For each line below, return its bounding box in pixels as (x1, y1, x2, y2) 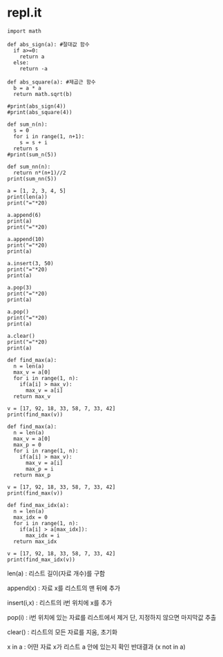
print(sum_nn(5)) (7, 175, 57, 182)
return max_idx (13, 537, 57, 545)
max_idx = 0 (13, 513, 48, 521)
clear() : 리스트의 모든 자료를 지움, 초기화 (7, 627, 118, 636)
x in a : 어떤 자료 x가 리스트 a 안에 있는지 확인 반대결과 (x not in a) (7, 642, 186, 651)
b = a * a (13, 84, 41, 91)
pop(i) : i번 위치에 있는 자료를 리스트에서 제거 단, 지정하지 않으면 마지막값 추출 (7, 613, 217, 621)
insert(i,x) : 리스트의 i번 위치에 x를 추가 (7, 598, 113, 607)
